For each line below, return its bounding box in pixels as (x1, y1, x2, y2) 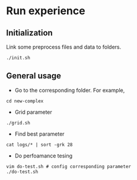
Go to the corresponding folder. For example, (14, 86, 125, 94)
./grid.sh (6, 120, 31, 126)
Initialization (6, 28, 53, 38)
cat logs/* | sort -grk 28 (6, 142, 73, 147)
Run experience (6, 4, 85, 18)
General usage (6, 71, 61, 81)
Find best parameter (14, 130, 65, 137)
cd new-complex (6, 98, 44, 104)
